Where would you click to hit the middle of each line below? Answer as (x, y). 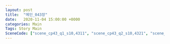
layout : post (19, 10)
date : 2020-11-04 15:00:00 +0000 (43, 19)
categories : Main (24, 24)
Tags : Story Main (24, 29)
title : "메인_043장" (27, 15)
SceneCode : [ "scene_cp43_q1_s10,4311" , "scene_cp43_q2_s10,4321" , (77, 33)
